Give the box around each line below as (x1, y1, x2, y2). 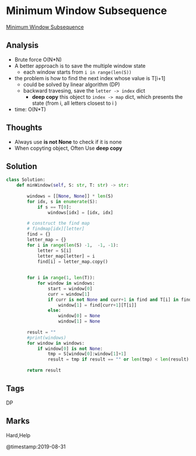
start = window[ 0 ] (47, 286, 93, 292)
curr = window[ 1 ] (47, 291, 90, 297)
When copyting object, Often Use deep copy (14, 145, 123, 152)
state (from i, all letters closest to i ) (32, 100, 117, 107)
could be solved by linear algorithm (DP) (23, 81, 121, 88)
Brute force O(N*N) (14, 56, 62, 63)
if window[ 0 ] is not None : (37, 345, 103, 352)
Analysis (6, 40, 39, 50)
